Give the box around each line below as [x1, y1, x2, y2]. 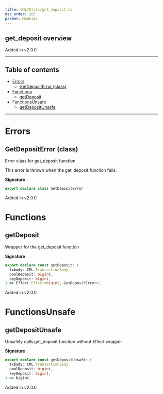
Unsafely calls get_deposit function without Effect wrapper [5, 339, 122, 345]
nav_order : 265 [5, 12, 36, 16]
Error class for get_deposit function [5, 158, 76, 164]
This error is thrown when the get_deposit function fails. [5, 167, 117, 173]
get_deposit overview [5, 34, 72, 42]
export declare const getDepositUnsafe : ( [5, 358, 92, 362]
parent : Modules [5, 16, 38, 21]
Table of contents [5, 66, 59, 74]
